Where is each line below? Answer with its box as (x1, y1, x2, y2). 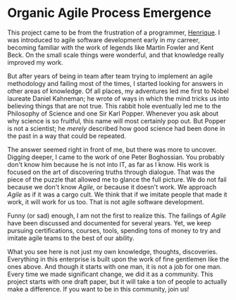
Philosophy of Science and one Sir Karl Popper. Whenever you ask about (7, 109, 219, 118)
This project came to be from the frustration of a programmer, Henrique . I (7, 28, 221, 37)
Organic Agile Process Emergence (7, 5, 211, 21)
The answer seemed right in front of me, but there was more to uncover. (7, 145, 217, 154)
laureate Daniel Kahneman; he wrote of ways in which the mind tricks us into (7, 94, 230, 103)
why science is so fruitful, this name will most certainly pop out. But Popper (7, 116, 227, 125)
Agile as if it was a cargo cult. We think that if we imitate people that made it (7, 190, 228, 199)
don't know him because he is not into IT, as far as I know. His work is (7, 160, 210, 168)
